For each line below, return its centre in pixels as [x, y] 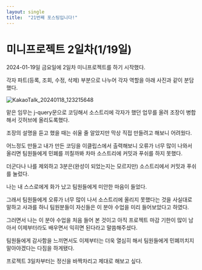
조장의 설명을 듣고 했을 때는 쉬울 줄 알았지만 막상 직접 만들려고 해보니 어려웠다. [99, 133]
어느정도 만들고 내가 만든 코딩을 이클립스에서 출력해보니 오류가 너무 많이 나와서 [99, 146]
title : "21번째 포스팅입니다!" [42, 18]
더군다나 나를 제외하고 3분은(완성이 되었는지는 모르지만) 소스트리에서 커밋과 [96, 166]
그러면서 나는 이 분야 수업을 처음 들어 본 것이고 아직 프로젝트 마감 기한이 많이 [97, 220]
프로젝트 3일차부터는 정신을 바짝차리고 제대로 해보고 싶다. [74, 261]
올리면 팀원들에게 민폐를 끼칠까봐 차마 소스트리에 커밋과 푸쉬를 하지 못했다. [95, 154]
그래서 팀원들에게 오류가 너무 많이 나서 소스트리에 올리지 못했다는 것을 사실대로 [99, 200]
